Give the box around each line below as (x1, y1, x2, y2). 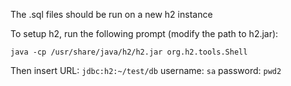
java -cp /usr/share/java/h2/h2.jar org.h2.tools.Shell (10, 47, 248, 57)
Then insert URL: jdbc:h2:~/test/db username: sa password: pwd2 (10, 65, 282, 76)
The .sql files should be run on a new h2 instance (10, 9, 213, 20)
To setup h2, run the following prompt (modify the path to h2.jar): (10, 28, 279, 39)
